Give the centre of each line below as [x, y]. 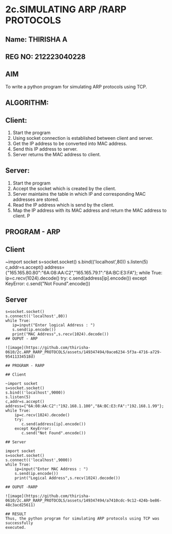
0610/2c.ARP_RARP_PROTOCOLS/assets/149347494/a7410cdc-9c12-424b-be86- [83, 500]
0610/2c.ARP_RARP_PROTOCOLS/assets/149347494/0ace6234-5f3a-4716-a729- [83, 352]
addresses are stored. [36, 199]
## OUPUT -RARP [22, 487]
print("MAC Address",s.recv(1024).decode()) [61, 334]
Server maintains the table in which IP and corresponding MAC [79, 194]
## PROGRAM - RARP [25, 365]
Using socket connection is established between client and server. [83, 138]
